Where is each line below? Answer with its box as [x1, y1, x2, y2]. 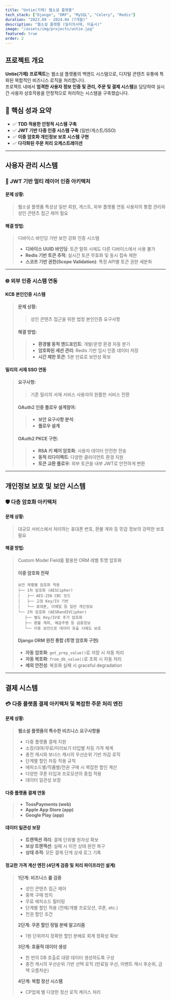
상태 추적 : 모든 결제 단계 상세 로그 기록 [25, 849, 101, 856]
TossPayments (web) [25, 801, 71, 807]
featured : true [5, 31, 38, 36]
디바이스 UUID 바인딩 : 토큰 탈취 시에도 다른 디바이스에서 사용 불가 [25, 246, 156, 252]
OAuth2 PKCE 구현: [17, 435, 59, 441]
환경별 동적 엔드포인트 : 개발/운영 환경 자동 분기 [38, 341, 131, 347]
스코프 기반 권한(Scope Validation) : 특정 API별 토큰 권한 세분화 [25, 259, 152, 265]
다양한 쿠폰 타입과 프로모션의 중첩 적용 [25, 770, 102, 777]
